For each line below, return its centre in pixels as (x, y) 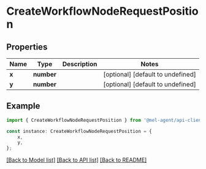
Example (23, 106)
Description (80, 64)
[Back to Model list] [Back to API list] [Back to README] (77, 160)
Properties (27, 47)
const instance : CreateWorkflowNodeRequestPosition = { (79, 131)
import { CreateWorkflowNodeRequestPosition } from (74, 120)
